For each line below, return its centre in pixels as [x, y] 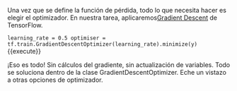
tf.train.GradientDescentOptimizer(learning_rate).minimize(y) [103, 44]
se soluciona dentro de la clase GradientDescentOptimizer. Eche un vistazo [117, 72]
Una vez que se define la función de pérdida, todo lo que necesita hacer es [117, 10]
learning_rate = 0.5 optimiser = [57, 38]
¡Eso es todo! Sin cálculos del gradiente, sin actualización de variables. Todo [119, 65]
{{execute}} [24, 51]
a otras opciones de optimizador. [55, 80]
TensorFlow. [25, 25]
